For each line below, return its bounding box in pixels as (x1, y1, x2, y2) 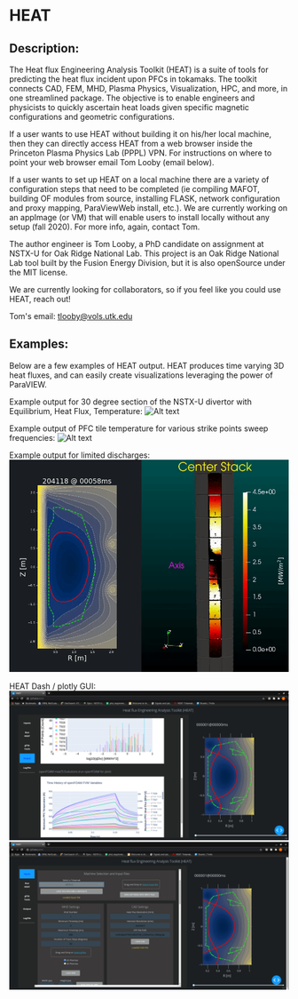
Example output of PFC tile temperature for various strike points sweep (9, 423, 269, 434)
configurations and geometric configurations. (9, 112, 176, 122)
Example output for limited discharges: (9, 450, 151, 460)
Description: (9, 41, 80, 56)
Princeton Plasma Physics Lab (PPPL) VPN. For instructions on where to (9, 148, 272, 158)
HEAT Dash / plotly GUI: (9, 681, 96, 691)
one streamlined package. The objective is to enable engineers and (9, 92, 255, 103)
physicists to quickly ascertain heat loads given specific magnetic (9, 102, 250, 112)
